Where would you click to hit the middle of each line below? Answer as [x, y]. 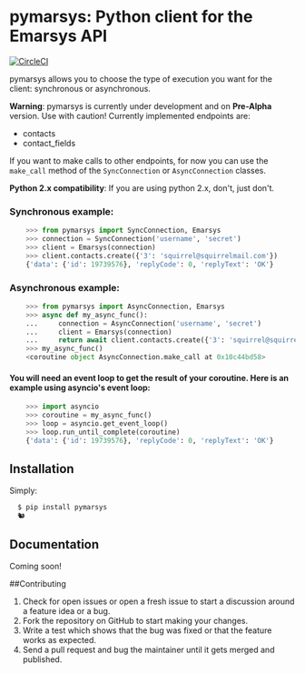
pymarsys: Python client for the [131, 17]
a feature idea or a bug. [66, 610]
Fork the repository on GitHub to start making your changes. [135, 620]
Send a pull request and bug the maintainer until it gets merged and [148, 649]
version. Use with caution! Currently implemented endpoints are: [130, 116]
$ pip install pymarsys [62, 508]
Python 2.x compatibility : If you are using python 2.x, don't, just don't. [142, 187]
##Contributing [38, 583]
